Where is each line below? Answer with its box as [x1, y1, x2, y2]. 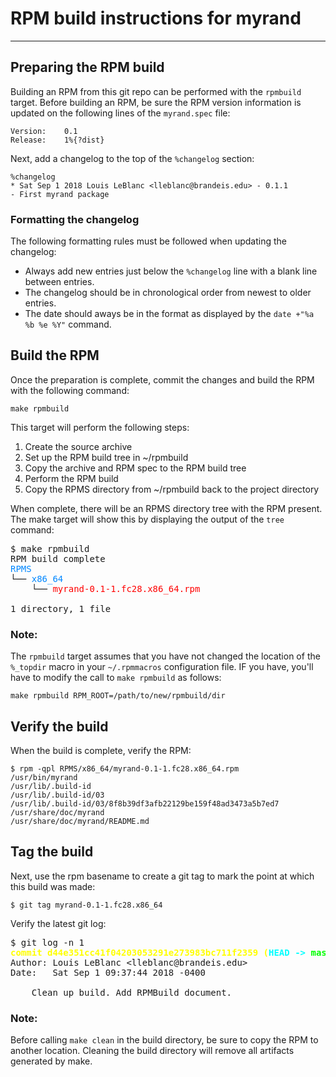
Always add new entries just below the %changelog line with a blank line [24, 265, 318, 277]
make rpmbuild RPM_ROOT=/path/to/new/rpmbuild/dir [10, 691, 226, 701]
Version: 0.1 [10, 126, 78, 136]
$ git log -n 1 [10, 937, 85, 948]
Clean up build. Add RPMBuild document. [31, 987, 233, 998]
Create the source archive [24, 440, 133, 452]
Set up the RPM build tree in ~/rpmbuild [24, 451, 189, 463]
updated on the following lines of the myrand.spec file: [10, 107, 231, 119]
